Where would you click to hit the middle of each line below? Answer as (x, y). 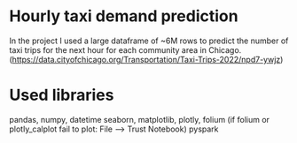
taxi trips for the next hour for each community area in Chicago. (125, 49)
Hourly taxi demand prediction (124, 16)
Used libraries (62, 95)
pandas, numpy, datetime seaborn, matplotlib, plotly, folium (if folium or (140, 119)
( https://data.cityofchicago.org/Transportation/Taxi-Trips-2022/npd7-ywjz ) (146, 59)
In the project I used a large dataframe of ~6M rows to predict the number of (149, 41)
